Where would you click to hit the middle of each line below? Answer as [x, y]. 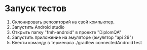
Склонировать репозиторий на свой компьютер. [63, 22]
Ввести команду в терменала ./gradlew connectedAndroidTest [77, 42]
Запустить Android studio [38, 27]
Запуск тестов [36, 8]
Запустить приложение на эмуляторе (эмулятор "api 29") [73, 37]
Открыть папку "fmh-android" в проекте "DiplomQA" [67, 32]
